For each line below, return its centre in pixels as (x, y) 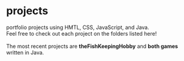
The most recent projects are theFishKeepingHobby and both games (92, 46)
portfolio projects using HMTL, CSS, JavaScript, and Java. (78, 27)
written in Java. (25, 52)
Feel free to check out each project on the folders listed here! (82, 33)
